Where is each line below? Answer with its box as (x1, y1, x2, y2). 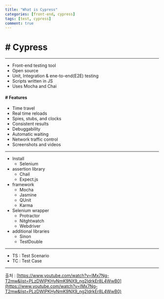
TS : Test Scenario (12, 253, 50, 259)
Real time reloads (12, 110, 47, 116)
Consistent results (12, 121, 49, 127)
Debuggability (12, 126, 41, 132)
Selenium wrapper (12, 208, 49, 214)
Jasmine (19, 192, 37, 198)
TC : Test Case (12, 258, 42, 264)
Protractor (19, 213, 40, 219)
